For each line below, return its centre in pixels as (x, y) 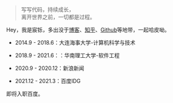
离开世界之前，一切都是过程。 (58, 17)
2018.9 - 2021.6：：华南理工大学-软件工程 (67, 55)
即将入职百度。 (25, 94)
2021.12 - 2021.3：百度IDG (48, 81)
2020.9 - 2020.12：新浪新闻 (49, 68)
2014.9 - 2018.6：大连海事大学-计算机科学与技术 (75, 42)
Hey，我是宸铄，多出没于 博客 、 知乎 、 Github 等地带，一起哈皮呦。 (88, 30)
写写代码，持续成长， (47, 9)
